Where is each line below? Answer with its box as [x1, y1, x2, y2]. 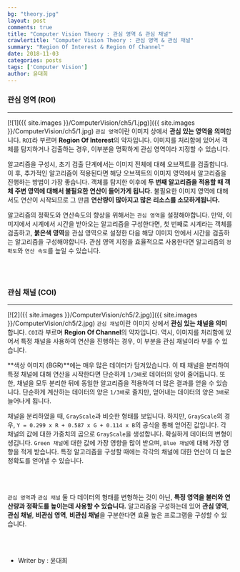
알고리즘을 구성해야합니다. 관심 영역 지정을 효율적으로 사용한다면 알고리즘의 [14, 237, 225, 246]
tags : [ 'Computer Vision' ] [7, 63, 88, 71]
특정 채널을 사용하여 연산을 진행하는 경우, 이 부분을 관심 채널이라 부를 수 [20, 337, 221, 346]
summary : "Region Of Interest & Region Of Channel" [7, 44, 164, 51]
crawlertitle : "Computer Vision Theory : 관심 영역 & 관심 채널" [7, 37, 194, 44]
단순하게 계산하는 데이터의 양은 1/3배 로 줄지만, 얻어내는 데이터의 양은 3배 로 [22, 388, 230, 397]
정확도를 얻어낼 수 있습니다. [7, 456, 84, 465]
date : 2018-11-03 [7, 51, 59, 58]
